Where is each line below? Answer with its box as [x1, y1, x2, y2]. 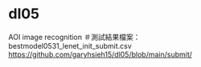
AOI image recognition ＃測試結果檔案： [8, 32, 141, 41]
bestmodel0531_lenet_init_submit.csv [8, 41, 133, 50]
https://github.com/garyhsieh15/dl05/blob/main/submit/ [8, 49, 193, 59]
